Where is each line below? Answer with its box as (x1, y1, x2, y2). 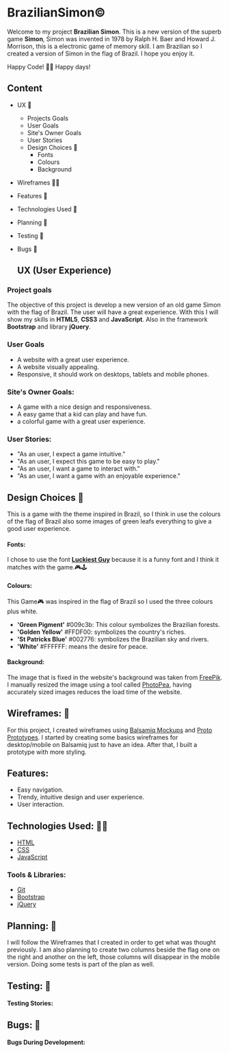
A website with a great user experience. (16, 355, 130, 364)
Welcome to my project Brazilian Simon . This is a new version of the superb (7, 27, 222, 36)
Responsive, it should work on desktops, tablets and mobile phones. (16, 370, 210, 378)
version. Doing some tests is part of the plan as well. (7, 960, 155, 969)
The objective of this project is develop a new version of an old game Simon (7, 300, 221, 309)
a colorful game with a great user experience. (16, 417, 146, 426)
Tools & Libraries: (7, 870, 66, 879)
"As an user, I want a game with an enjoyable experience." (16, 472, 181, 480)
